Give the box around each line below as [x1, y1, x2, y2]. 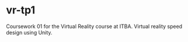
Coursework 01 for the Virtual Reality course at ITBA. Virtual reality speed [6, 23, 183, 30]
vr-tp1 [6, 3, 36, 17]
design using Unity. [6, 29, 53, 36]
